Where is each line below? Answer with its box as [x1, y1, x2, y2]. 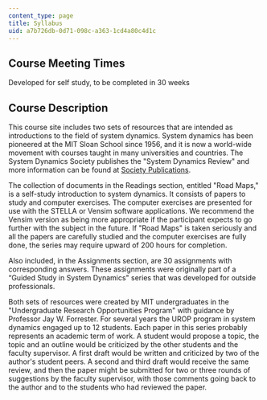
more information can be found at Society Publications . [8, 165, 191, 174]
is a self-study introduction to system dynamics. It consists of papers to [8, 190, 246, 198]
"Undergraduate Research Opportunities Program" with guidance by [8, 306, 235, 315]
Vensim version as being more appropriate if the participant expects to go [8, 214, 253, 224]
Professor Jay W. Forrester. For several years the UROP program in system [8, 314, 256, 324]
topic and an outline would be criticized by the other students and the [8, 340, 239, 349]
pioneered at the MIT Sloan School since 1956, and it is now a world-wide [8, 140, 252, 149]
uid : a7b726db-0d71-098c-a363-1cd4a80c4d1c [8, 27, 157, 35]
